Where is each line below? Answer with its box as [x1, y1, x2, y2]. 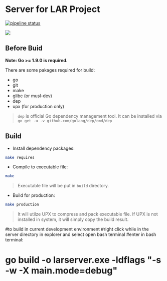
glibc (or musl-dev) [12, 93, 53, 99]
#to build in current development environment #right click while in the [5, 226, 149, 232]
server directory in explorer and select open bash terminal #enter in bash [5, 231, 156, 237]
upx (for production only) [12, 103, 64, 109]
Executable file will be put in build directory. [17, 183, 109, 189]
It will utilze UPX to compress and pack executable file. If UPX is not [17, 211, 158, 217]
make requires [5, 155, 35, 160]
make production [5, 202, 39, 207]
